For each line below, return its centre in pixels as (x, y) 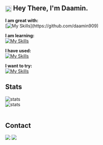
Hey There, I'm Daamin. (50, 8)
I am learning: (20, 35)
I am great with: (22, 20)
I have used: (18, 50)
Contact (18, 126)
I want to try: (19, 65)
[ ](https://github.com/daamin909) (52, 26)
